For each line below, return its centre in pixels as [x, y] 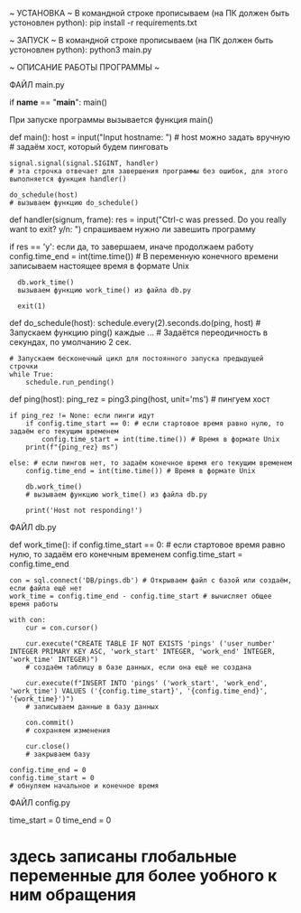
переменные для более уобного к [143, 876]
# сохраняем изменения [68, 731]
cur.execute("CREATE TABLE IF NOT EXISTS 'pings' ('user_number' [151, 644]
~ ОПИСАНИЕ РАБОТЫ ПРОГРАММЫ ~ [85, 67]
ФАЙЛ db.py [33, 527]
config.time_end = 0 [48, 770]
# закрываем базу [58, 754]
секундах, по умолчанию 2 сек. [71, 342]
